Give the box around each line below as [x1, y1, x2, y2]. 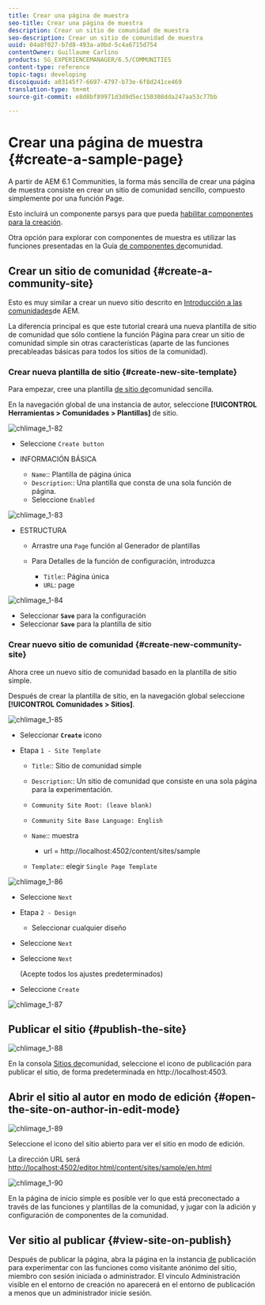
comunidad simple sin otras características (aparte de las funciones [8, 339, 229, 347]
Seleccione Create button [19, 439, 104, 449]
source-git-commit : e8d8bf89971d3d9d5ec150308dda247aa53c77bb [8, 93, 218, 101]
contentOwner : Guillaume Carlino [8, 48, 119, 56]
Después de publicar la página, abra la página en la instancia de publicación [8, 1254, 256, 1265]
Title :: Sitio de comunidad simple [31, 760, 142, 770]
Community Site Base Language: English [31, 817, 164, 825]
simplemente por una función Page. [8, 193, 125, 203]
